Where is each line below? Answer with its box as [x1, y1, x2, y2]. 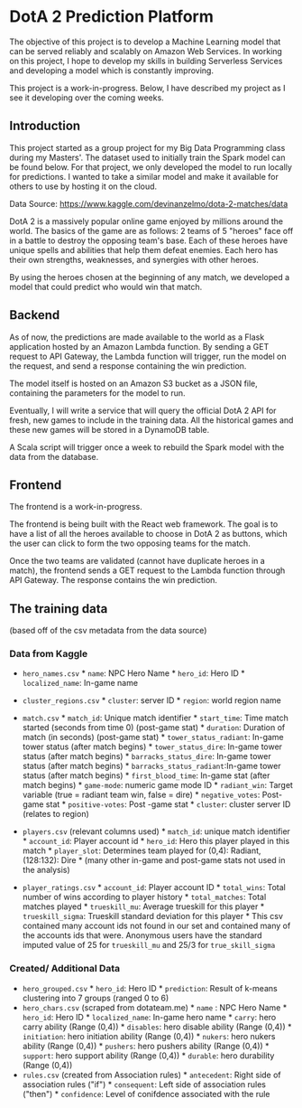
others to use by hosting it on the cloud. [9, 181, 158, 192]
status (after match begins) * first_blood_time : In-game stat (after [22, 770, 270, 781]
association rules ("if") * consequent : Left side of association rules [22, 1078, 266, 1090]
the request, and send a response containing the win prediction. [9, 360, 247, 371]
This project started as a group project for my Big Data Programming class [9, 142, 286, 153]
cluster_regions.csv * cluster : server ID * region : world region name [22, 695, 281, 706]
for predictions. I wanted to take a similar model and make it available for [9, 171, 279, 182]
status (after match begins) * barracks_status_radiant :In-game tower [22, 761, 281, 772]
